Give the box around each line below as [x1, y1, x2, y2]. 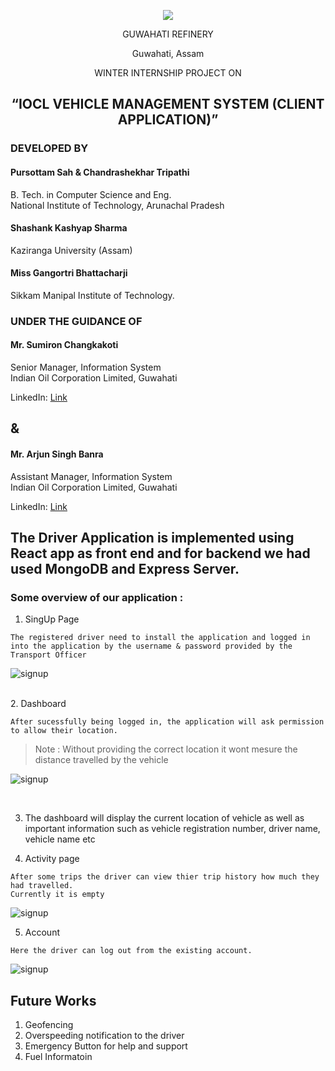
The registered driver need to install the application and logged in [10, 633, 311, 643]
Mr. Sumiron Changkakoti [10, 339, 119, 351]
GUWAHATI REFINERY [122, 28, 214, 40]
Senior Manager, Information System [10, 361, 162, 374]
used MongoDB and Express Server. [10, 561, 240, 578]
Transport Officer [10, 650, 87, 660]
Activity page [24, 853, 80, 865]
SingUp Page [24, 613, 80, 625]
